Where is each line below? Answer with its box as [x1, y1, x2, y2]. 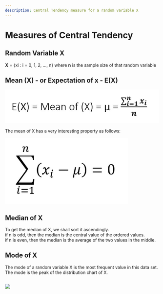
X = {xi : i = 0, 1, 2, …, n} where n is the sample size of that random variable [5, 62, 156, 68]
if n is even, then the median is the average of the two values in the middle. [5, 237, 156, 243]
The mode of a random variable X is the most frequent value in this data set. [5, 264, 158, 270]
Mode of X [5, 251, 38, 260]
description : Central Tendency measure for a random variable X [5, 8, 139, 13]
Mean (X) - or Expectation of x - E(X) [5, 76, 118, 85]
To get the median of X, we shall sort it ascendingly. [5, 227, 109, 233]
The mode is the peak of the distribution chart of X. [5, 269, 108, 275]
